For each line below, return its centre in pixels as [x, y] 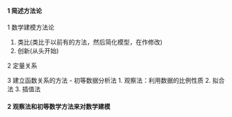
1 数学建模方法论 [31, 27]
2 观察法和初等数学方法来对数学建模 [59, 106]
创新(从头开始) [38, 51]
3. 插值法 [28, 89]
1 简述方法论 [25, 10]
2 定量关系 [22, 65]
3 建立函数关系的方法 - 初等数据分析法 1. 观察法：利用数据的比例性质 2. [109, 81]
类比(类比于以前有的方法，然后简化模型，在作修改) [90, 42]
